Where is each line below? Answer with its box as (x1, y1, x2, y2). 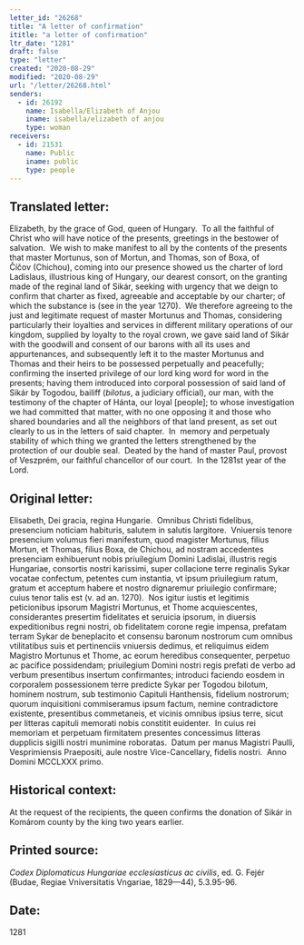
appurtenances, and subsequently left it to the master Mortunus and (9, 349, 265, 360)
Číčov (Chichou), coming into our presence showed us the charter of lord (9, 262, 284, 273)
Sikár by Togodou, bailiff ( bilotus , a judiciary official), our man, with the (9, 387, 274, 398)
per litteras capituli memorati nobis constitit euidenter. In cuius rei (9, 718, 257, 728)
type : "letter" (9, 55, 67, 65)
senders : (9, 89, 43, 98)
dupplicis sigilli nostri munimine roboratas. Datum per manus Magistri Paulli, (9, 737, 295, 748)
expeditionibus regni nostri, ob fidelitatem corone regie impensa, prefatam (9, 622, 288, 632)
